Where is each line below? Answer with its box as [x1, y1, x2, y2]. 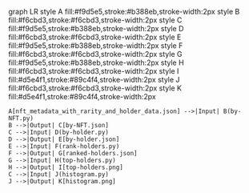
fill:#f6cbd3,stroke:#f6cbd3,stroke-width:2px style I [8, 66, 179, 75]
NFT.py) [8, 115, 34, 123]
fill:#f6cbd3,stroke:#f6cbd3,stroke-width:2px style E [8, 32, 182, 42]
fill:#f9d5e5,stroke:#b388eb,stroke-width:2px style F [8, 41, 183, 50]
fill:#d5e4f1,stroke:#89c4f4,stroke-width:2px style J [8, 75, 180, 84]
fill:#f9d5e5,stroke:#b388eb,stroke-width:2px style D [8, 24, 184, 33]
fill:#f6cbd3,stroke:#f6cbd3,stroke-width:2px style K [8, 83, 183, 93]
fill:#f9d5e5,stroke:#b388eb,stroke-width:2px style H [8, 58, 184, 67]
